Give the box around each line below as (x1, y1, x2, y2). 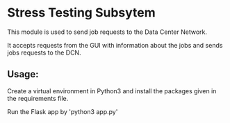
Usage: (7, 68, 40, 80)
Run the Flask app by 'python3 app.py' (7, 107, 118, 115)
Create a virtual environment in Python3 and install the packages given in (7, 86, 217, 95)
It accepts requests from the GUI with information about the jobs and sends (7, 41, 223, 49)
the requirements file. (7, 94, 69, 102)
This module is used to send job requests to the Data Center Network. (7, 28, 207, 36)
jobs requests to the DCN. (7, 48, 81, 57)
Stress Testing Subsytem (7, 5, 156, 21)
